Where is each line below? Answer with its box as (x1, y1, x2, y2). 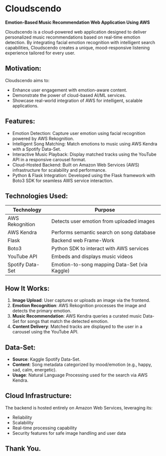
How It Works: (5, 284, 50, 292)
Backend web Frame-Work (51, 237, 115, 244)
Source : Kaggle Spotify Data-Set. (12, 357, 81, 362)
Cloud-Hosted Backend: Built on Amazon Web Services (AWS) (12, 162, 140, 168)
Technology (12, 206, 41, 213)
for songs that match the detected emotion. (20, 319, 109, 324)
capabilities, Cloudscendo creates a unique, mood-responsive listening (5, 45, 150, 50)
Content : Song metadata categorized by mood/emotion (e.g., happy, (12, 362, 152, 367)
